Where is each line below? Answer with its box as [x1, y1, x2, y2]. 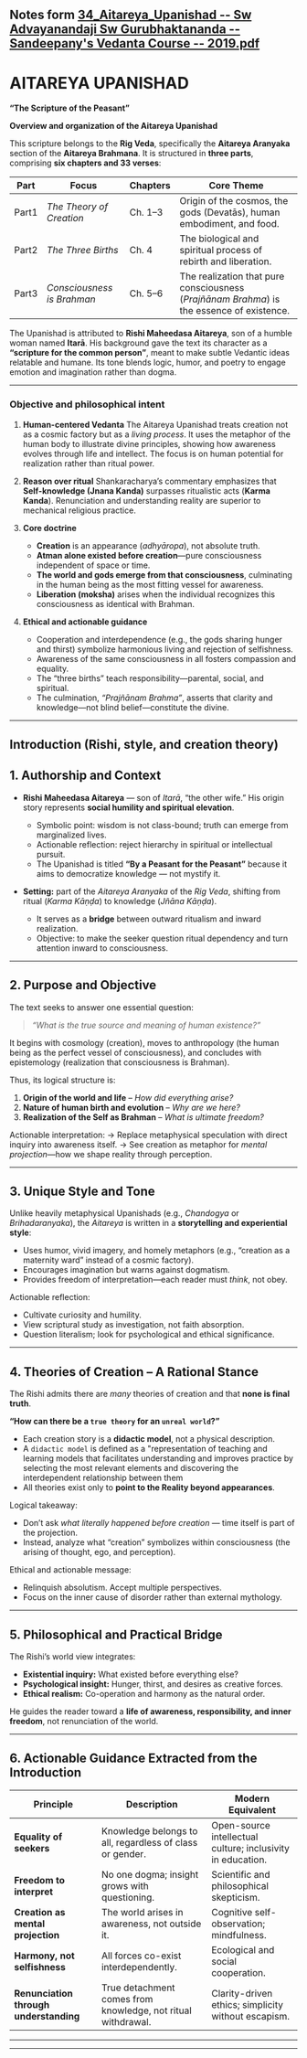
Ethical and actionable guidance [22, 616, 148, 627]
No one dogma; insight [101, 1868, 199, 1881]
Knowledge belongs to [101, 1824, 198, 1837]
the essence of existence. [179, 304, 291, 317]
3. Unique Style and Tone [9, 1184, 155, 1200]
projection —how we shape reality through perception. [9, 1148, 213, 1159]
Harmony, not [14, 1949, 75, 1962]
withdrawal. [101, 2015, 152, 2028]
